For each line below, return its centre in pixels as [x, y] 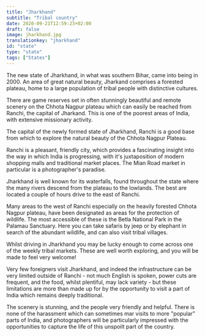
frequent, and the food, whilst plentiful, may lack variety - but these [91, 282]
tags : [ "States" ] [28, 58]
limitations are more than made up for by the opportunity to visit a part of [98, 288]
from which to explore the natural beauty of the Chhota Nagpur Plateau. [97, 138]
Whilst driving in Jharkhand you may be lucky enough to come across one [100, 244]
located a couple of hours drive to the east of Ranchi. [73, 194]
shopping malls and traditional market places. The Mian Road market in [96, 162]
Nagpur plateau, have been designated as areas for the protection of [93, 213]
